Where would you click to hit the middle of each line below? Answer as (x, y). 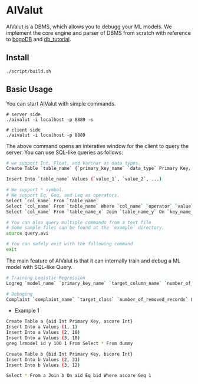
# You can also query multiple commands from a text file (79, 222)
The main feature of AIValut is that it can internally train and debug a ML (93, 261)
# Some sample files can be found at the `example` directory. (85, 228)
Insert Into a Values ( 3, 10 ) (43, 338)
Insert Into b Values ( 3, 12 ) (43, 365)
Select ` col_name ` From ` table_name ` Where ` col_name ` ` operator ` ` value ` (100, 206)
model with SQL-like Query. (39, 267)
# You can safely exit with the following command (70, 244)
